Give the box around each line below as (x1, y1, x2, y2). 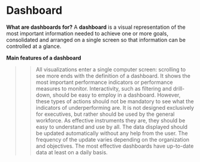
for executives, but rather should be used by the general (35, 110, 175, 118)
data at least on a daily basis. (35, 148, 108, 156)
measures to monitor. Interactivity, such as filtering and (35, 85, 172, 92)
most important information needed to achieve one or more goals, (6, 29, 169, 37)
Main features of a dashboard (6, 54, 81, 61)
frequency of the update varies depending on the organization (35, 136, 190, 143)
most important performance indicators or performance (35, 79, 174, 86)
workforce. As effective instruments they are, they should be (35, 116, 186, 124)
